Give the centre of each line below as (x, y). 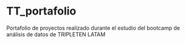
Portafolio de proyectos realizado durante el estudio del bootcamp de (93, 28)
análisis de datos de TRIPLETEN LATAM (56, 34)
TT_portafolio (41, 11)
